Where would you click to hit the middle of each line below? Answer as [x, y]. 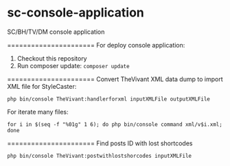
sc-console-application [76, 13]
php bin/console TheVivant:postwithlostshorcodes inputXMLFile [100, 156]
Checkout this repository [52, 58]
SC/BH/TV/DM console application [56, 32]
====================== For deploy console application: [96, 45]
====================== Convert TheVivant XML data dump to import [115, 79]
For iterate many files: [38, 112]
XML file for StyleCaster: [42, 86]
